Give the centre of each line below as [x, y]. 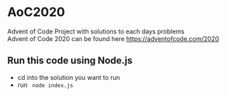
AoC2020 [36, 12]
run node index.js [45, 85]
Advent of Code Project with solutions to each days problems [96, 31]
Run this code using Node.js [70, 61]
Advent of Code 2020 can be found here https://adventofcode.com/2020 [113, 38]
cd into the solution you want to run [69, 77]
